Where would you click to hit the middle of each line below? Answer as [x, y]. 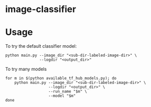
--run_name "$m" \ [68, 91]
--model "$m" [62, 96]
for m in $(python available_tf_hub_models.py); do [61, 78]
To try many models [26, 69]
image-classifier [41, 9]
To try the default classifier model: [41, 46]
